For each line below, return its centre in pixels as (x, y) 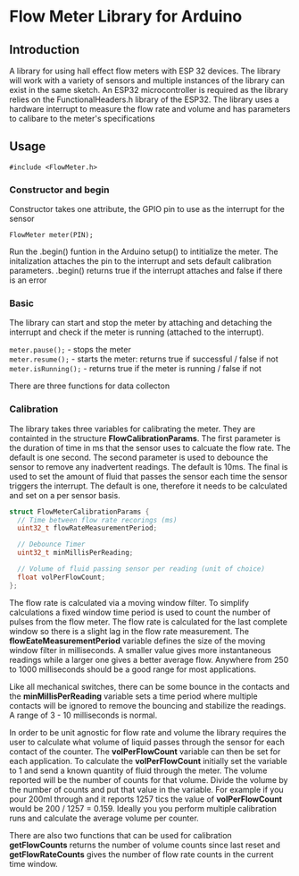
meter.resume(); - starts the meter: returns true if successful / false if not (144, 359)
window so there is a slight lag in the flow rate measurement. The (129, 631)
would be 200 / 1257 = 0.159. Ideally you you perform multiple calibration (143, 808)
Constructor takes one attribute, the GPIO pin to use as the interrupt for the (147, 209)
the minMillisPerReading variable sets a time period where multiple (133, 696)
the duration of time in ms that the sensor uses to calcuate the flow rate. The (150, 447)
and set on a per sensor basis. (65, 495)
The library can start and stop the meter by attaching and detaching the (141, 323)
